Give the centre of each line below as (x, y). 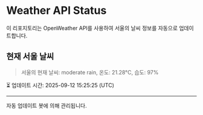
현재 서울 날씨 (30, 57)
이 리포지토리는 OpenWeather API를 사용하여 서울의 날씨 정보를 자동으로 (92, 28)
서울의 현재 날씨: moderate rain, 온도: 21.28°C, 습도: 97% (90, 72)
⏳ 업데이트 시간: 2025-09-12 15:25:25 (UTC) (60, 85)
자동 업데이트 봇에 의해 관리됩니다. (47, 105)
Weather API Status (56, 11)
